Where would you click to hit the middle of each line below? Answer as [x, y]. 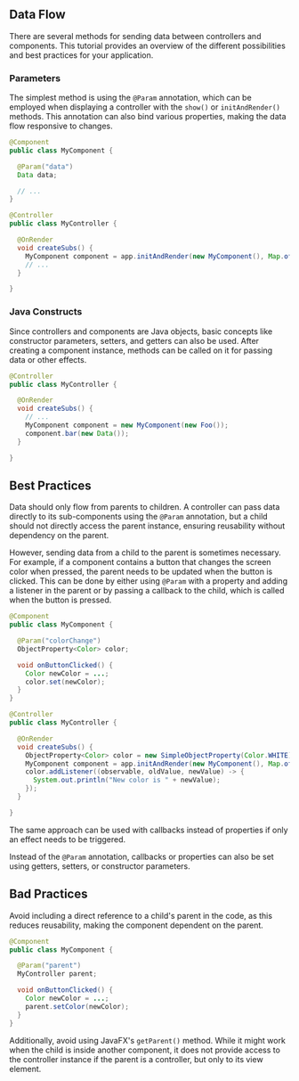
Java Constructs [46, 312]
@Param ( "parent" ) [49, 966]
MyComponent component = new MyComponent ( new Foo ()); [127, 426]
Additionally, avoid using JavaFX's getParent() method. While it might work [148, 1040]
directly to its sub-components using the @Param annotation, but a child [139, 517]
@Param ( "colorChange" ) [59, 641]
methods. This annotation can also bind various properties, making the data [148, 117]
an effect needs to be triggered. [68, 839]
